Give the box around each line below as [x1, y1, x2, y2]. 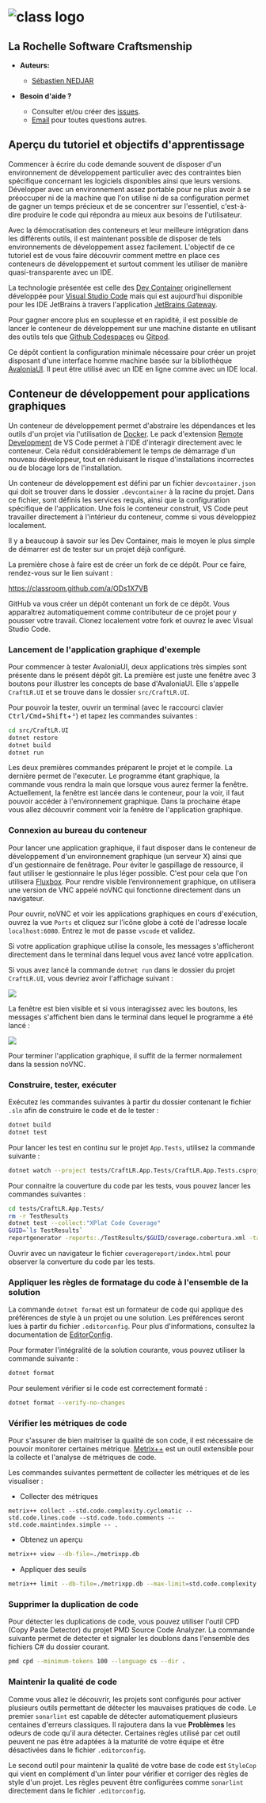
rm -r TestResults [8, 1212, 69, 1220]
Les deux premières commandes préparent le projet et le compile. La [8, 763, 234, 772]
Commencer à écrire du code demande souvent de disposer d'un [8, 159, 222, 168]
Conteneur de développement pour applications [8, 387, 251, 401]
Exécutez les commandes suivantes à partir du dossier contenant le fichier [8, 1097, 252, 1107]
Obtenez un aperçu [19, 1535, 83, 1544]
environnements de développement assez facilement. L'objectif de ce [8, 242, 235, 252]
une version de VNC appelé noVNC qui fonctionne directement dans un [8, 885, 241, 895]
